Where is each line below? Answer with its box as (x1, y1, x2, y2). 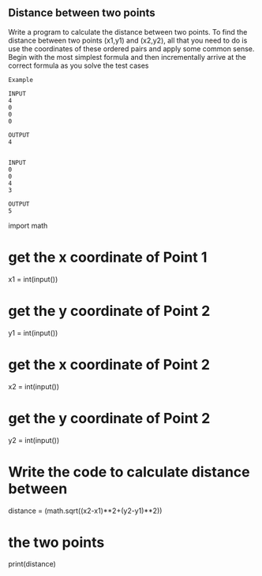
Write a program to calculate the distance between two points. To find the (8, 27, 248, 36)
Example (8, 76, 34, 84)
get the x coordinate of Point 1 (8, 248, 208, 266)
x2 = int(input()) (8, 381, 60, 391)
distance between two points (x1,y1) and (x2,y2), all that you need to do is (8, 35, 248, 45)
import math (8, 221, 48, 230)
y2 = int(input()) (8, 435, 60, 444)
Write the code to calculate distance (8, 463, 250, 481)
